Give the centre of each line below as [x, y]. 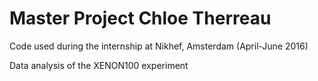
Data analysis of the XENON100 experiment [99, 65]
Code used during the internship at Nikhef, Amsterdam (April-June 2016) [159, 46]
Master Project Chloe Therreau [140, 18]
